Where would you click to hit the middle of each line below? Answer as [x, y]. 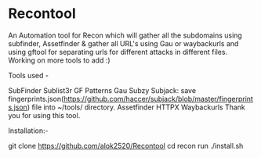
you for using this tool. [44, 115]
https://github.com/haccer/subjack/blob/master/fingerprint [158, 99]
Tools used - [29, 75]
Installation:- [28, 131]
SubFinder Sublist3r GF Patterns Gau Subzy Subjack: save [102, 90]
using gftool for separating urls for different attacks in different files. [118, 52]
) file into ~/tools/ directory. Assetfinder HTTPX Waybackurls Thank [136, 107]
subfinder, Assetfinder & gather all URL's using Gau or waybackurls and [123, 43]
